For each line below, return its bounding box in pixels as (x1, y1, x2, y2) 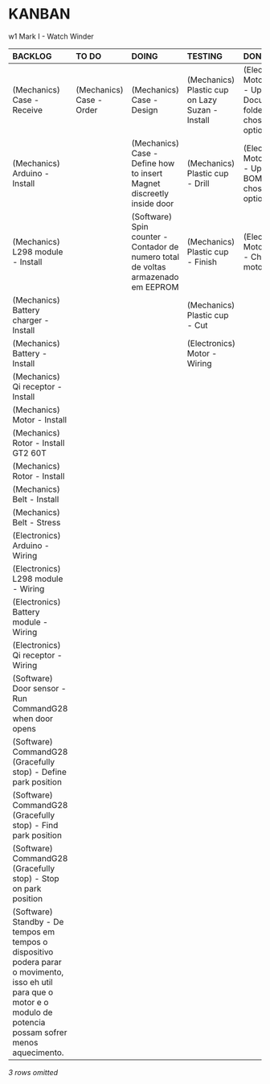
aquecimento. (12, 1047, 64, 1058)
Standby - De (12, 916, 64, 927)
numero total (131, 251, 179, 262)
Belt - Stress (12, 517, 61, 528)
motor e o (12, 996, 49, 1008)
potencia (12, 1016, 46, 1028)
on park (12, 883, 42, 894)
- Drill (186, 178, 210, 189)
